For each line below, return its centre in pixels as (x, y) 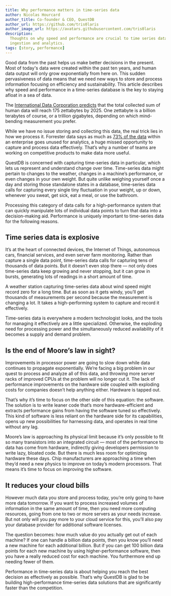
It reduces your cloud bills (47, 485)
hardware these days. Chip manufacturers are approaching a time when (81, 458)
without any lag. (22, 427)
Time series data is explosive (52, 238)
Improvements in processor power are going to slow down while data (78, 363)
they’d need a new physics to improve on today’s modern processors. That (83, 464)
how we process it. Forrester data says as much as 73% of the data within (83, 136)
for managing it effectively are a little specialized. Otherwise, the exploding (83, 324)
